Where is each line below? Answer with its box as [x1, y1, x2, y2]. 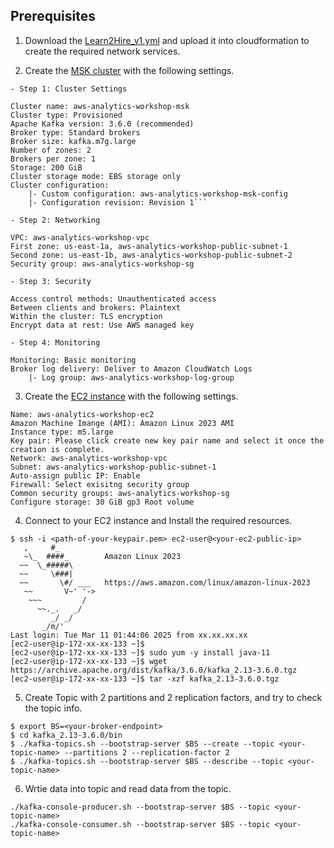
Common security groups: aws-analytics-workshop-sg [10, 488, 230, 498]
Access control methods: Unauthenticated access [10, 294, 217, 304]
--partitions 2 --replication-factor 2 [63, 747, 230, 758]
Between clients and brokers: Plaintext [10, 302, 182, 313]
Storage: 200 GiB [10, 162, 83, 173]
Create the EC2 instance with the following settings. [24, 390, 239, 402]
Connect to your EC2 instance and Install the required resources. [24, 514, 293, 526]
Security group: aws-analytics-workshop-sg [10, 259, 195, 269]
